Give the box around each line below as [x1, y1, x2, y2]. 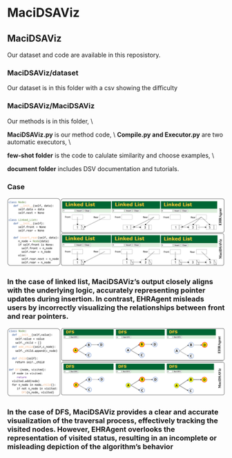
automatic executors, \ [7, 137, 71, 146]
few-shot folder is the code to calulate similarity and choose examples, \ [7, 151, 215, 159]
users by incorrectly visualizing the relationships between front [7, 303, 225, 312]
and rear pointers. [7, 312, 69, 322]
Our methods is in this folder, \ [7, 116, 93, 125]
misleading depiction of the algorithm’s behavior [7, 441, 174, 451]
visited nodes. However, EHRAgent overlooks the [7, 424, 175, 434]
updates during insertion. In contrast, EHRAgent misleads [7, 294, 205, 304]
